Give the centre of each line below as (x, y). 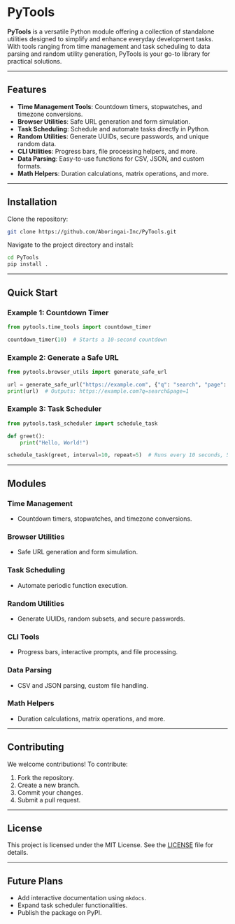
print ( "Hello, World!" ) (55, 442)
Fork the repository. (46, 777)
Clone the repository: (38, 219)
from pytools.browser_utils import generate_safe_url (87, 372)
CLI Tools (23, 637)
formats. (29, 166)
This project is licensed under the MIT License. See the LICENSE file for (111, 845)
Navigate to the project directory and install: (71, 245)
